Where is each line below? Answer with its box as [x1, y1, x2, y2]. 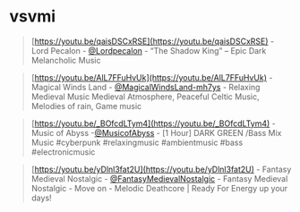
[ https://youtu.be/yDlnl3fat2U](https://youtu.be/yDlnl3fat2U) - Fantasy [30, 164, 292, 174]
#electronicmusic [30, 146, 96, 157]
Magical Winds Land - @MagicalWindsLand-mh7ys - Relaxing [30, 81, 261, 92]
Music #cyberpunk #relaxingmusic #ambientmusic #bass [30, 137, 244, 148]
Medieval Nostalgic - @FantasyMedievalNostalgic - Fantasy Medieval [30, 173, 288, 184]
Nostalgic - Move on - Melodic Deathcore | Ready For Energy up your [30, 182, 288, 193]
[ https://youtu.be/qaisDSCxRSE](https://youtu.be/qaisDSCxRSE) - [30, 36, 275, 47]
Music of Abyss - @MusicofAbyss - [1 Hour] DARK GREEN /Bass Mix [30, 127, 282, 138]
